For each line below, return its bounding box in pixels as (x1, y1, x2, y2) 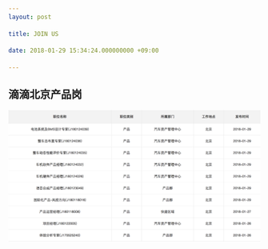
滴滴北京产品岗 (8, 88, 82, 102)
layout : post (8, 13, 52, 21)
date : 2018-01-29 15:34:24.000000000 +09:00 (8, 46, 159, 55)
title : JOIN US (8, 30, 59, 38)
